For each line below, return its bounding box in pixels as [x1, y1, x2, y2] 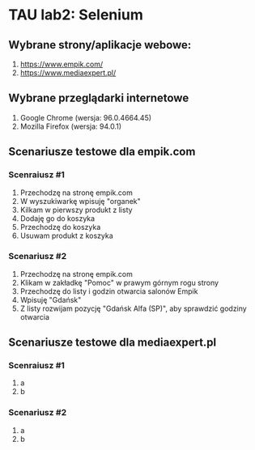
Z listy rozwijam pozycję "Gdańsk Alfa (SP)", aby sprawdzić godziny [19, 304, 247, 313]
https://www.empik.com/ [19, 59, 104, 69]
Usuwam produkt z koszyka [19, 231, 113, 240]
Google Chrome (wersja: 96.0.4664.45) [19, 112, 152, 122]
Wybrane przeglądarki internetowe [8, 91, 189, 105]
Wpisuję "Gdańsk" [19, 295, 82, 304]
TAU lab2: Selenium [8, 6, 144, 24]
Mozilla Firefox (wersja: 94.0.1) [19, 121, 122, 131]
